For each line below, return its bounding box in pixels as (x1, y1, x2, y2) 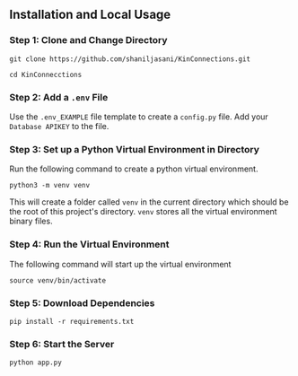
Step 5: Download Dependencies (9, 296, 155, 309)
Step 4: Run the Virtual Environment (9, 238, 170, 250)
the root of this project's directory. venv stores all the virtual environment (9, 206, 277, 217)
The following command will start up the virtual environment (9, 258, 232, 269)
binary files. (9, 215, 53, 227)
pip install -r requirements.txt (9, 317, 135, 326)
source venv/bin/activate (9, 275, 106, 285)
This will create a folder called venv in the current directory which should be (9, 197, 289, 207)
